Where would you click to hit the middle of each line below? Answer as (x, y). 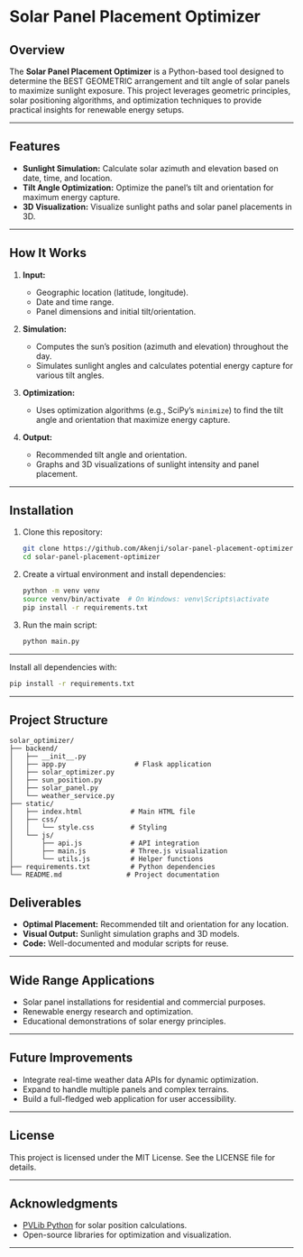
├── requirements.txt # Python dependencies (113, 867)
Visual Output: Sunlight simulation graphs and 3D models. (131, 934)
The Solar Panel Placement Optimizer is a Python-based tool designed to (147, 71)
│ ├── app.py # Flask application (110, 765)
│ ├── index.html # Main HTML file (102, 812)
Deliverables (46, 902)
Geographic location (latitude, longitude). (112, 292)
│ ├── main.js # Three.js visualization (119, 851)
